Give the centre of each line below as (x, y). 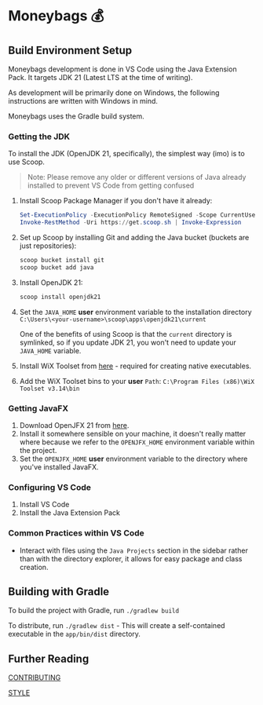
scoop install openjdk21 (60, 297)
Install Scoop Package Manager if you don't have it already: (116, 201)
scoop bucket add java (57, 267)
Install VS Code (44, 505)
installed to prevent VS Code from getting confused (111, 185)
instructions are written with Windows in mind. (83, 101)
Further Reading (49, 658)
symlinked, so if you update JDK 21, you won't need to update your (128, 342)
